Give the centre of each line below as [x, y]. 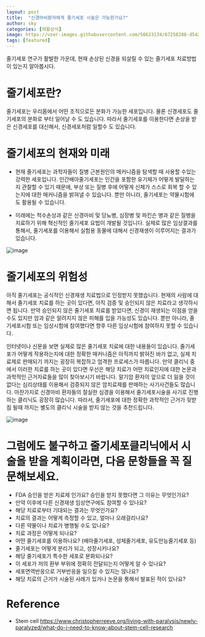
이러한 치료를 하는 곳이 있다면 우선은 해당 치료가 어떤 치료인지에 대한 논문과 [107, 369]
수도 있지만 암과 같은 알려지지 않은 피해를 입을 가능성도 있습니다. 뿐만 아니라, [97, 318]
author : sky [21, 23]
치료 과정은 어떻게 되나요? [46, 533]
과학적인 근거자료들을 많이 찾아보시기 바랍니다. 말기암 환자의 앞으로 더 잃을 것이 [101, 377]
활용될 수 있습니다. [44, 202]
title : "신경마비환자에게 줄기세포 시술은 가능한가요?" [67, 18]
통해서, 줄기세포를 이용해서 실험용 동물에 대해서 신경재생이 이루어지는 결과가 [106, 230]
